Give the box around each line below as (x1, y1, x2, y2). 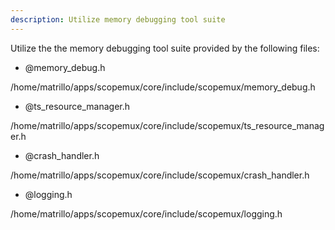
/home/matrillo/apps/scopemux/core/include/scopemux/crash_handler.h (10, 169, 310, 181)
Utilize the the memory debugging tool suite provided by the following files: (10, 42, 320, 54)
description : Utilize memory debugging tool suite (10, 14, 226, 25)
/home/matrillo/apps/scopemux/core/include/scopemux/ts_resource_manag (10, 119, 325, 131)
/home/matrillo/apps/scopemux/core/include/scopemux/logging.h (10, 207, 283, 220)
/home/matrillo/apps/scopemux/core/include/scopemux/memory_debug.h (10, 81, 316, 93)
